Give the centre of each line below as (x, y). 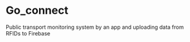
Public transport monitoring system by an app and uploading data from (95, 27)
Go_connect (37, 10)
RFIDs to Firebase (28, 33)
